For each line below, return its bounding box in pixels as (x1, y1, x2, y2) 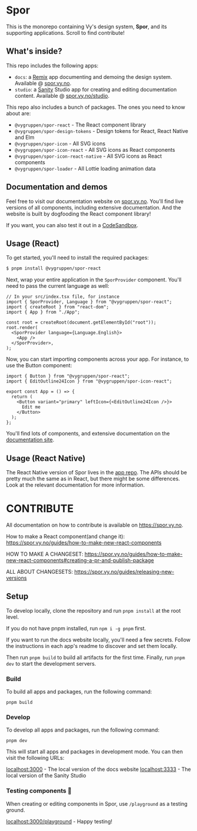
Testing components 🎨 (6, 787, 72, 795)
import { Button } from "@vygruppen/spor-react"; (6, 373, 131, 380)
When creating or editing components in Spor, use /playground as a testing (6, 800, 188, 807)
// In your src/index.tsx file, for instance (6, 294, 119, 300)
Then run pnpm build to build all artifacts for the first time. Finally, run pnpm (6, 654, 185, 661)
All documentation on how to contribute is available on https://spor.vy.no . (6, 521, 183, 528)
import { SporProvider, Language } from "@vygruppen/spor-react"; (6, 299, 172, 305)
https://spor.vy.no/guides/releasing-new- (74, 569, 175, 575)
